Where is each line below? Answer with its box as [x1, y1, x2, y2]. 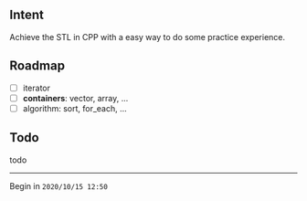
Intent [9, 7, 44, 23]
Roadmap [9, 58, 66, 74]
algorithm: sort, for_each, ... [22, 102, 128, 113]
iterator [22, 82, 51, 93]
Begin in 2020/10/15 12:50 [9, 180, 108, 191]
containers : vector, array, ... [22, 92, 129, 103]
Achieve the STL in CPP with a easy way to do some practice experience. [9, 31, 286, 42]
